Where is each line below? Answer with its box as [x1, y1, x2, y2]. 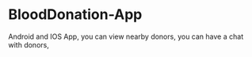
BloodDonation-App [8, 6, 143, 24]
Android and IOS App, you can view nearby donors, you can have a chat [8, 32, 244, 41]
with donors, [8, 40, 49, 49]
